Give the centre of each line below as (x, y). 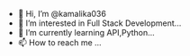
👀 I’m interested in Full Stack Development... (100, 23)
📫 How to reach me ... (59, 43)
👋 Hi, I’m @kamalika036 (62, 14)
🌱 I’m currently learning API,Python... (86, 32)
